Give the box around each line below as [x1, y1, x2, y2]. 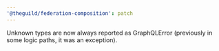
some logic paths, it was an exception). [6, 35, 118, 44]
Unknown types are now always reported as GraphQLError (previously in [6, 29, 213, 37]
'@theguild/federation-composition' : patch [6, 10, 134, 17]
